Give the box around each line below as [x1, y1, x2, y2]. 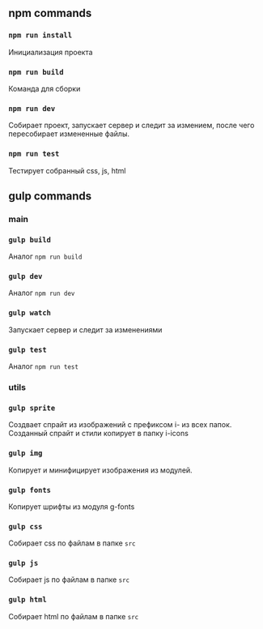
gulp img [8, 449, 43, 458]
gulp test [8, 344, 47, 354]
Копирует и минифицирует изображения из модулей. [8, 465, 193, 475]
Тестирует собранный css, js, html [8, 165, 126, 175]
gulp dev [8, 272, 43, 281]
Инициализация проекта [8, 47, 93, 57]
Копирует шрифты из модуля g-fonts [8, 502, 135, 511]
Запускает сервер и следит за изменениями [8, 324, 163, 335]
